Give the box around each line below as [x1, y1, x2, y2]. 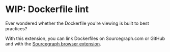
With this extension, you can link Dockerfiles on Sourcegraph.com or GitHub [5, 35, 165, 41]
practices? [5, 25, 27, 31]
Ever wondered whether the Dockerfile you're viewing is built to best [5, 20, 149, 26]
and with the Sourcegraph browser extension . [5, 40, 101, 46]
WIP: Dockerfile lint [5, 4, 89, 15]
